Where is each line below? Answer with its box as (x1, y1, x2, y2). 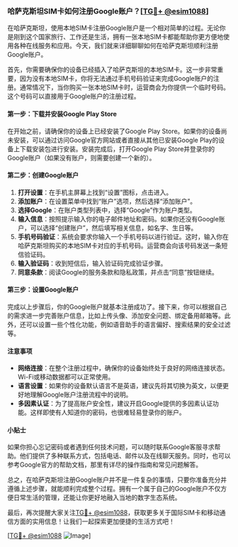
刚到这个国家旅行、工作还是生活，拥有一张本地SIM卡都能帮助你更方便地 (13, 33, 224, 41)
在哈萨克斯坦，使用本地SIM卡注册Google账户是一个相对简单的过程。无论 (7, 23, 220, 33)
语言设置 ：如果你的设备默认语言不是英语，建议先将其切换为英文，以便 (17, 382, 223, 390)
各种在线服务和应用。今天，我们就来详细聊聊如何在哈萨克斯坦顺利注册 (13, 41, 218, 50)
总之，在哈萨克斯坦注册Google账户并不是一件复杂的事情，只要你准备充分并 (7, 475, 227, 484)
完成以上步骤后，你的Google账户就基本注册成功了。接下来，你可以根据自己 (7, 302, 227, 311)
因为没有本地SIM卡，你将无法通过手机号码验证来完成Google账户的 (19, 74, 214, 83)
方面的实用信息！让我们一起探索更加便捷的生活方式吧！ (13, 517, 175, 526)
